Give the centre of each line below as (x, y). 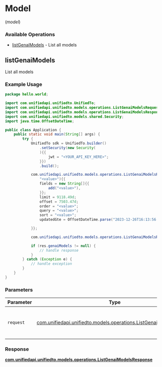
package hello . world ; (27, 94)
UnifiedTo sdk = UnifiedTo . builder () (69, 143)
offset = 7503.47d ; (59, 201)
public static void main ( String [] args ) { (57, 134)
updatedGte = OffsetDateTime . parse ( (76, 220)
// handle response (59, 250)
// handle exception (51, 264)
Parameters (19, 290)
